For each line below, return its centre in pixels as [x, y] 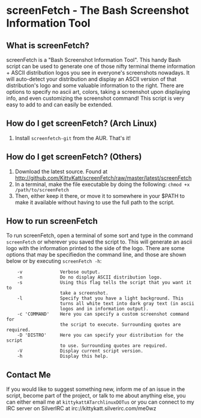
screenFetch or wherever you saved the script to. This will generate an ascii [99, 242]
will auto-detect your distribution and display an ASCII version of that [91, 79]
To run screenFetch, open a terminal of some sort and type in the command [100, 236]
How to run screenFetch [52, 221]
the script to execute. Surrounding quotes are [120, 325]
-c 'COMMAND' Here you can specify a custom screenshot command [103, 314]
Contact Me [28, 374]
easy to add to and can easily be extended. [59, 105]
